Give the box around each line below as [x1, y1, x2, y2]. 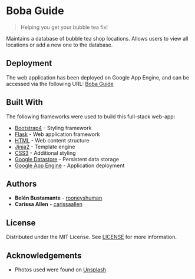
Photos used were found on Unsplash [14, 266, 106, 273]
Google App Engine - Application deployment [14, 162, 125, 169]
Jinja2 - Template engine [14, 143, 75, 150]
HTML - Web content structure [14, 137, 90, 144]
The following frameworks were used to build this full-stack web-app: [6, 113, 176, 120]
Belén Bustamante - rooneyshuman [14, 194, 103, 201]
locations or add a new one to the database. [6, 41, 113, 48]
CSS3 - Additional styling [14, 149, 76, 157]
